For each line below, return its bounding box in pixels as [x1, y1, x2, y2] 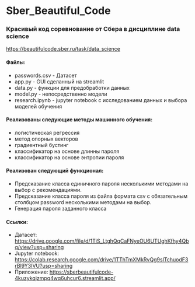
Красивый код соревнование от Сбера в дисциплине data [6, 25, 180, 33]
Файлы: [6, 59, 26, 66]
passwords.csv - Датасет [14, 72, 77, 79]
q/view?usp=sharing [14, 244, 64, 251]
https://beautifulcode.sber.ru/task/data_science [6, 45, 121, 52]
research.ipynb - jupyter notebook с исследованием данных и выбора [14, 96, 187, 103]
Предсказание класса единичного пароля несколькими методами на [14, 180, 189, 187]
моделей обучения [14, 103, 62, 110]
